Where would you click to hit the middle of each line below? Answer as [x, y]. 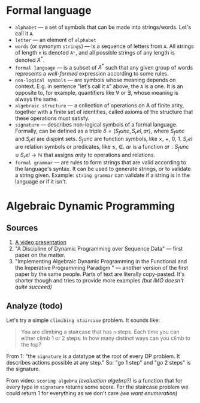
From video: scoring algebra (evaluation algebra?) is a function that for [94, 381]
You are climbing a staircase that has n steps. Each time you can [100, 332]
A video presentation [41, 242]
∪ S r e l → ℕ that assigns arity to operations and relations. [85, 155]
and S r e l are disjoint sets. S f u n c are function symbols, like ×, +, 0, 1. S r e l [104, 140]
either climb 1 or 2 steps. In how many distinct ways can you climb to [105, 338]
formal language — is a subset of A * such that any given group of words [104, 67]
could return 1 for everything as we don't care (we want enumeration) [92, 393]
